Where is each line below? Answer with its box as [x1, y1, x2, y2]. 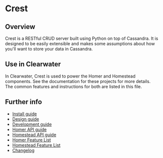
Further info [5, 98, 43, 106]
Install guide [12, 111, 37, 117]
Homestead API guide [12, 132, 56, 137]
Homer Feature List [12, 137, 51, 143]
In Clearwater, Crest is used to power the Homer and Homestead [5, 73, 136, 79]
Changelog [12, 147, 35, 153]
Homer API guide [12, 126, 47, 132]
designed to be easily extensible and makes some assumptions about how [5, 41, 155, 47]
